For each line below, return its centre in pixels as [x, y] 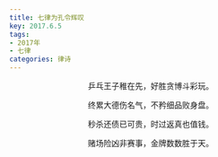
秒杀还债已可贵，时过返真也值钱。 [151, 124]
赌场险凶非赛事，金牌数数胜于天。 [151, 143]
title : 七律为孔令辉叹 [47, 17]
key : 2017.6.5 [36, 26]
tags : [19, 34]
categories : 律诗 [40, 59]
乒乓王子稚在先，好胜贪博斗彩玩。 [151, 86]
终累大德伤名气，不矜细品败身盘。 [151, 105]
